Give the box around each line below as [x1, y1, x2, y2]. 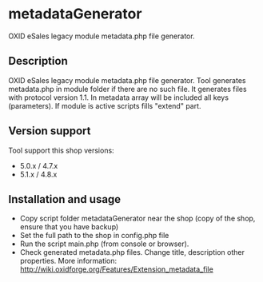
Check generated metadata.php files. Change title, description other [19, 248, 245, 257]
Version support [8, 125, 91, 138]
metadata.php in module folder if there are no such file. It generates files [8, 84, 247, 93]
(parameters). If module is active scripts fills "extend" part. [8, 101, 201, 110]
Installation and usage [8, 193, 122, 206]
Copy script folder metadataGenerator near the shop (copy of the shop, [19, 213, 256, 224]
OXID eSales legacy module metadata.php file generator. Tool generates [8, 75, 246, 85]
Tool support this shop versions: [8, 145, 114, 155]
